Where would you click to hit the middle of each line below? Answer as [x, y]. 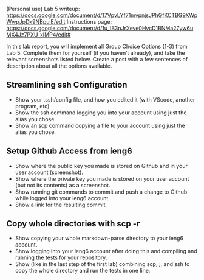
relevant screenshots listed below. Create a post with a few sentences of [97, 59]
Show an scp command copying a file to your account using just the [100, 125]
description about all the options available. [59, 66]
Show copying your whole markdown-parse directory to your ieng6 [99, 238]
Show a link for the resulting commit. [61, 205]
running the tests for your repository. [61, 257]
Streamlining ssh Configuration [67, 85]
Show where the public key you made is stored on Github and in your [101, 166]
